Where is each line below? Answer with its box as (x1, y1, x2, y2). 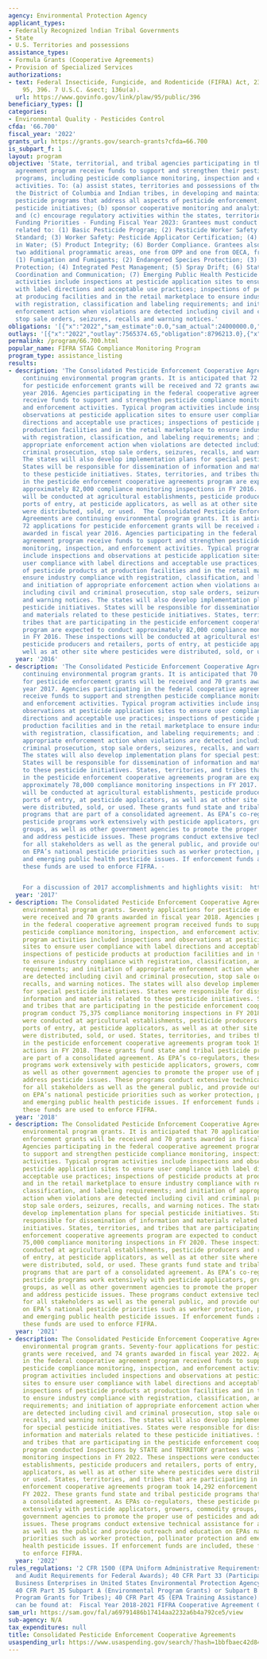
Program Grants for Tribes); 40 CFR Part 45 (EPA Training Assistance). (15, 1594, 261, 1602)
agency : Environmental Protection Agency (8, 11, 148, 20)
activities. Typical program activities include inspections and (22, 1157, 244, 1166)
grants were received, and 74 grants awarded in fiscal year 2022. (22, 1349, 250, 1357)
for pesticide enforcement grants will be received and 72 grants (22, 381, 247, 390)
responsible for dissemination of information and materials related (22, 1217, 258, 1225)
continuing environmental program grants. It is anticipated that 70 (22, 670, 258, 678)
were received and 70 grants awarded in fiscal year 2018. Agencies (22, 913, 254, 921)
